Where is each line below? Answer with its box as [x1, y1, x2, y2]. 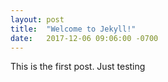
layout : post [10, 14, 65, 25]
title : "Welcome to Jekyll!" [10, 24, 137, 34]
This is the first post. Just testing [10, 61, 146, 73]
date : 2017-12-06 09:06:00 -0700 [10, 33, 159, 43]
